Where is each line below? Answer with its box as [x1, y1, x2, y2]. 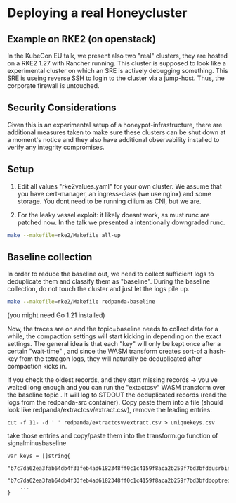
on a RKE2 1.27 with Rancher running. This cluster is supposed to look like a [7, 59, 227, 68]
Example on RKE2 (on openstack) [7, 33, 157, 45]
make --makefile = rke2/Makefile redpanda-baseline [7, 298, 156, 305]
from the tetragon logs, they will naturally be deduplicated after [19, 355, 202, 363]
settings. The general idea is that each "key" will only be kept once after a [7, 340, 221, 348]
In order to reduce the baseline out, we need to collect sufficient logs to [7, 269, 214, 279]
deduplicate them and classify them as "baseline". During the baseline [7, 277, 211, 286]
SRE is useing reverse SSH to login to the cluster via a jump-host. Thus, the [7, 74, 225, 82]
